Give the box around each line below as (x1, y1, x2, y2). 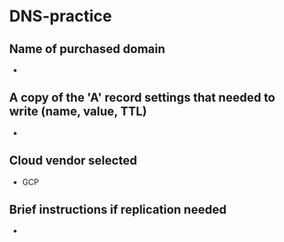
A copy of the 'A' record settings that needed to (9, 90, 276, 105)
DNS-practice (9, 6, 112, 26)
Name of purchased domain (9, 42, 165, 57)
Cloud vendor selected (9, 153, 137, 169)
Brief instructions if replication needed (9, 202, 227, 217)
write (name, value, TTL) (9, 104, 148, 119)
